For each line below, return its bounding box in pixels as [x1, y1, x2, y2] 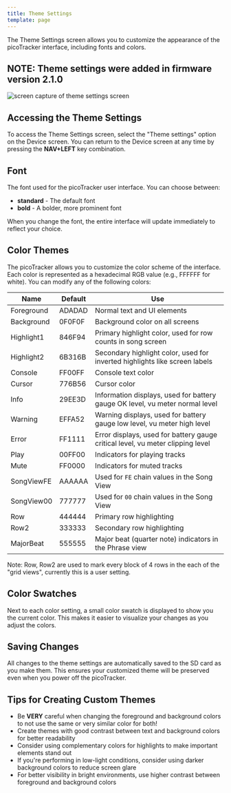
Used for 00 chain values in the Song [95, 491, 213, 501]
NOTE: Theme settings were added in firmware [7, 63, 212, 75]
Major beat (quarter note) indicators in [95, 534, 219, 544]
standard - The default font [16, 196, 96, 204]
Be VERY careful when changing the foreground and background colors [16, 712, 221, 721]
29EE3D [58, 394, 86, 404]
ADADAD [58, 305, 88, 315]
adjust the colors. [7, 620, 56, 629]
